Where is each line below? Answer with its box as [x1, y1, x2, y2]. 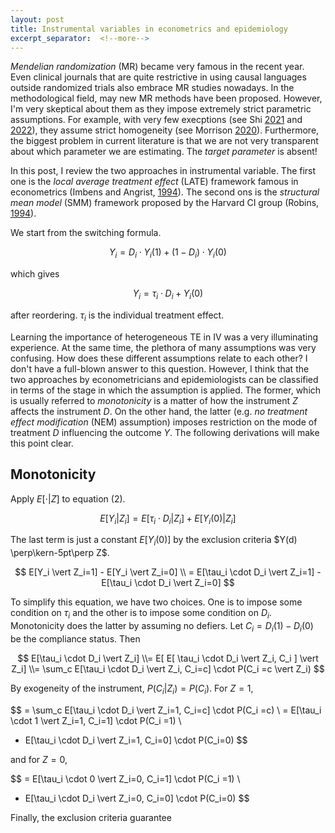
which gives [10, 268, 60, 280]
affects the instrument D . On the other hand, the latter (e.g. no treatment [10, 405, 308, 417]
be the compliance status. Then [10, 632, 141, 645]
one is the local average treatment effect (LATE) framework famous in [10, 176, 299, 188]
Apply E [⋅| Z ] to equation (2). [10, 492, 126, 505]
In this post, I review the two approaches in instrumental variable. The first [10, 165, 317, 177]
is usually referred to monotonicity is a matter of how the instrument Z [10, 394, 298, 406]
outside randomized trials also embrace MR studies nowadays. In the [10, 82, 295, 94]
